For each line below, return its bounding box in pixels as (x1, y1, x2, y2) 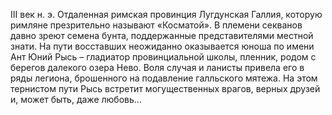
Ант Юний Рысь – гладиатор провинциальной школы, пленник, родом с (10, 51, 317, 63)
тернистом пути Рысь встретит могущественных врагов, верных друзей (10, 83, 321, 94)
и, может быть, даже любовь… (10, 94, 142, 105)
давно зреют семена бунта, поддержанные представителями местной (10, 30, 314, 41)
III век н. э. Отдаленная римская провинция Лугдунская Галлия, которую (10, 9, 323, 20)
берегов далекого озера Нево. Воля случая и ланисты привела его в (10, 62, 305, 73)
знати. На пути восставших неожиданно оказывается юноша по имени (10, 40, 315, 52)
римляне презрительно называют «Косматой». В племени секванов (10, 19, 303, 31)
